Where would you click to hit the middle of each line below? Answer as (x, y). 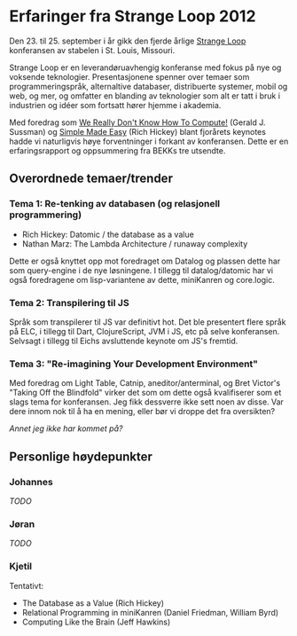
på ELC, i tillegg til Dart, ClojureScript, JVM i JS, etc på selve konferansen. (145, 331)
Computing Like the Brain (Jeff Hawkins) (96, 622)
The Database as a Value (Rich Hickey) (93, 603)
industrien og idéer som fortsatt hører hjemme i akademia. (115, 105)
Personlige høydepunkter (81, 456)
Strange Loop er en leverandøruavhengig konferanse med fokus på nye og (145, 67)
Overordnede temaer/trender (91, 179)
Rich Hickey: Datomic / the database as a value (108, 234)
